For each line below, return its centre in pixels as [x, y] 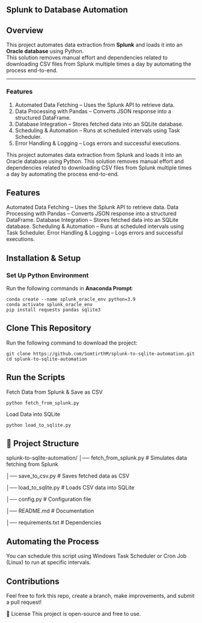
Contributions [33, 581]
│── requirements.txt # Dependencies [54, 523]
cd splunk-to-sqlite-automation [47, 359]
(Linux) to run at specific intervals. [49, 562]
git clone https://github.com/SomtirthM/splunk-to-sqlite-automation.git [101, 354]
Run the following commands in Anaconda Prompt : [70, 288]
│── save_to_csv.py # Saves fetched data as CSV [68, 476]
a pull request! [24, 602]
